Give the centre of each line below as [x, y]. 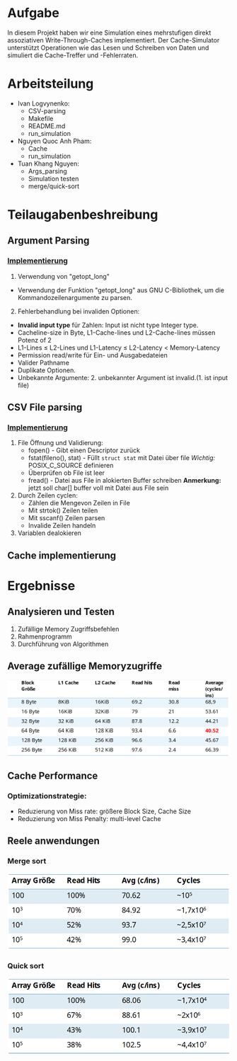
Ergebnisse [41, 586]
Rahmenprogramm [45, 636]
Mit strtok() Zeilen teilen [63, 510]
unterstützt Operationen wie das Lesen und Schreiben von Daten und [108, 47]
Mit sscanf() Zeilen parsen [67, 518]
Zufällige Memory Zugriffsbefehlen [68, 629]
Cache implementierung [62, 555]
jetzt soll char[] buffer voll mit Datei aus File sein [98, 488]
